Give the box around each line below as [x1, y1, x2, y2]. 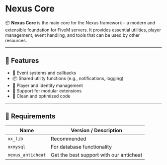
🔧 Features [5, 57, 39, 65]
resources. [5, 37, 27, 43]
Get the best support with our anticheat [50, 151, 143, 158]
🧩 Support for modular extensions [12, 87, 82, 93]
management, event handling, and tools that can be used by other [5, 32, 140, 38]
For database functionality [50, 143, 112, 150]
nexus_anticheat [7, 152, 46, 158]
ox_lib [7, 136, 23, 142]
